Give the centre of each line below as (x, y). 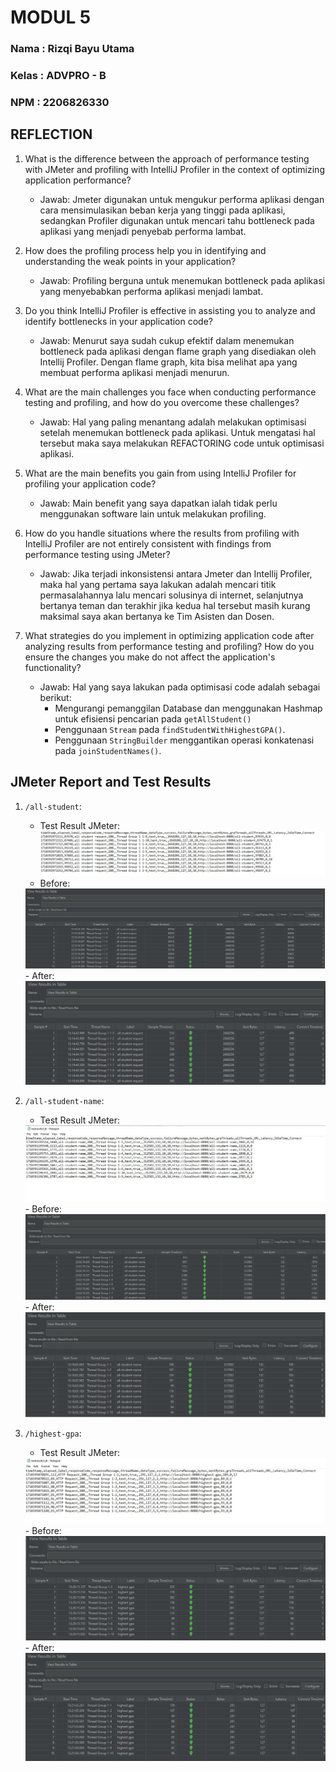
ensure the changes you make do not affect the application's (150, 657)
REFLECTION (51, 134)
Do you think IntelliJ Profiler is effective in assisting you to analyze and (170, 310)
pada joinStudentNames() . (108, 750)
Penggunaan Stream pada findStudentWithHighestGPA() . (170, 729)
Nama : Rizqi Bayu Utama (72, 49)
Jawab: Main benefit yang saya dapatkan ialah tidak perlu (158, 503)
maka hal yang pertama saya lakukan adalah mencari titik (158, 584)
